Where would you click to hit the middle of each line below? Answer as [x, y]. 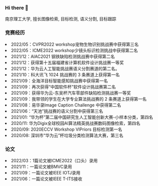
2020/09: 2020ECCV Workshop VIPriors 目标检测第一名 [67, 129]
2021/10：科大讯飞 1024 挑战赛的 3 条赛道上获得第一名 [65, 74]
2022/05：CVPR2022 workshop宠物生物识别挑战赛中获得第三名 [75, 44]
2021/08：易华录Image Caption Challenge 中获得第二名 [66, 105]
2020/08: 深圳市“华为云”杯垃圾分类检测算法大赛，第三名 [67, 135]
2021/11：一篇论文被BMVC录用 [42, 167]
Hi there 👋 [17, 8]
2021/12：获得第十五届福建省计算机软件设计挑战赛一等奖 [68, 62]
